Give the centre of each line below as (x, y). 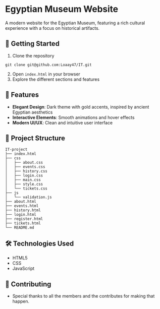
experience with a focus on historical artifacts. (53, 28)
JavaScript (23, 268)
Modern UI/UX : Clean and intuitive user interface (62, 123)
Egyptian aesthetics (32, 112)
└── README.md (20, 228)
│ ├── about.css (24, 163)
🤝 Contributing (28, 284)
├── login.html (21, 215)
